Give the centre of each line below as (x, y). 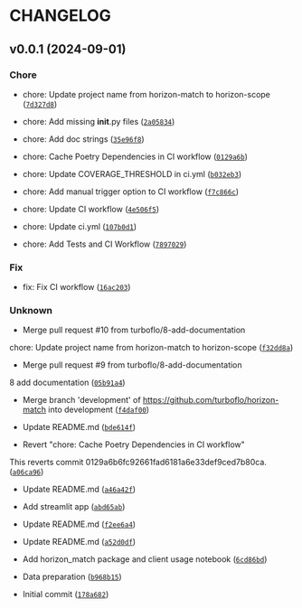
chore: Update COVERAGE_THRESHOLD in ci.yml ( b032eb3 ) (132, 173)
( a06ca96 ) (27, 472)
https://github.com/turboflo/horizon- (211, 400)
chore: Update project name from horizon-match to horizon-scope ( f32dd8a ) (151, 348)
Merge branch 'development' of (82, 400)
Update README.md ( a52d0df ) (79, 542)
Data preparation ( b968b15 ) (72, 577)
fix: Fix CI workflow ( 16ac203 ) (76, 287)
